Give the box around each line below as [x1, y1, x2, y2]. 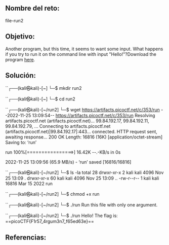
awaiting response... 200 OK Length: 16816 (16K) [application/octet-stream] [5, 134, 163, 140]
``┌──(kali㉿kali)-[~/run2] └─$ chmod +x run [5, 191, 100, 197]
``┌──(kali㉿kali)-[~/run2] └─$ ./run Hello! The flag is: [5, 213, 118, 219]
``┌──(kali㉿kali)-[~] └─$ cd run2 [5, 96, 76, 102]
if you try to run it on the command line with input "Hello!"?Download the [5, 51, 157, 57]
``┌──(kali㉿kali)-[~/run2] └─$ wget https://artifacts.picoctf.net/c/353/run [5, 107, 160, 113]
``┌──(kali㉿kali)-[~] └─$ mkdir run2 [5, 85, 82, 91]
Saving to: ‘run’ [5, 139, 37, 146]
